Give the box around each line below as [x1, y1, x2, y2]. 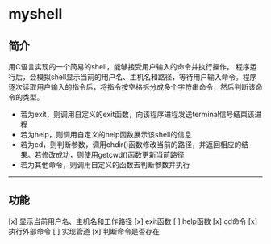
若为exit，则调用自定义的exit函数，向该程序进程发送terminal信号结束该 [19, 110, 255, 119]
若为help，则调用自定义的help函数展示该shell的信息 [19, 130, 192, 139]
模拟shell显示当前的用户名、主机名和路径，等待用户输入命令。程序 [35, 72, 257, 82]
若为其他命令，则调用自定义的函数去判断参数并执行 [19, 160, 190, 170]
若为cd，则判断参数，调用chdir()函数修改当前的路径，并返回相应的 [19, 140, 242, 149]
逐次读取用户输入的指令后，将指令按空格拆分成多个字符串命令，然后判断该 [8, 82, 256, 91]
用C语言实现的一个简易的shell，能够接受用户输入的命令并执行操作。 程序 [8, 62, 250, 71]
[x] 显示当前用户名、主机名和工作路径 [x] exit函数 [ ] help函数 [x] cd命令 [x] [8, 216, 258, 226]
